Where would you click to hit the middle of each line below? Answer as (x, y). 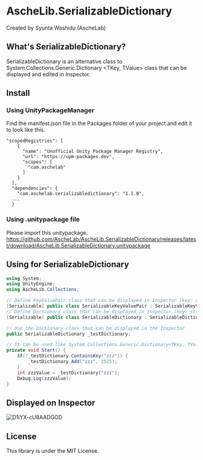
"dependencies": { (35, 188)
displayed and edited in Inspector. (48, 74)
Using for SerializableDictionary (68, 265)
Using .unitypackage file (43, 220)
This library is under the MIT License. (53, 451)
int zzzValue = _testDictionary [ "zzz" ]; (69, 372)
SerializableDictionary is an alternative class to (64, 61)
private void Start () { (36, 350)
